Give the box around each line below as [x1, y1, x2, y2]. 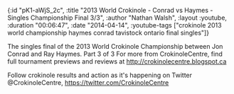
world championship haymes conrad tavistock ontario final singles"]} [7, 28, 210, 37]
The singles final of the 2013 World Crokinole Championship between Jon [7, 42, 223, 50]
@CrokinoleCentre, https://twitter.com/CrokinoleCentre [7, 78, 169, 87]
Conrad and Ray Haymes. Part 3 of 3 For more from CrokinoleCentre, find [7, 49, 223, 58]
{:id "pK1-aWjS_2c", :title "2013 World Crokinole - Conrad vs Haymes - [7, 6, 213, 14]
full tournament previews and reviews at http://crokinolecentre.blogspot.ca [7, 57, 227, 66]
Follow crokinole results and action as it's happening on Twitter [7, 71, 193, 79]
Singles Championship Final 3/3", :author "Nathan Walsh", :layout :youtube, [7, 13, 228, 22]
